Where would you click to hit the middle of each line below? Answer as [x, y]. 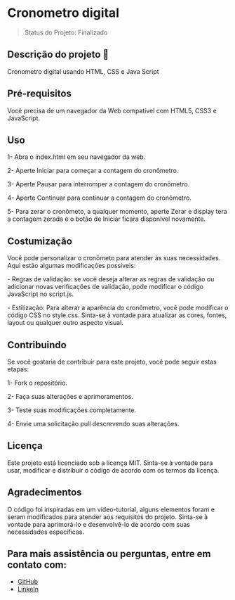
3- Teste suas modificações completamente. [72, 410]
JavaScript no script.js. [40, 294]
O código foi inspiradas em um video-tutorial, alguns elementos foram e [111, 509]
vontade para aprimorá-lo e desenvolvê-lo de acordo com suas [99, 524]
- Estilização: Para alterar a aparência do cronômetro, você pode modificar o [118, 308]
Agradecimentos [45, 493]
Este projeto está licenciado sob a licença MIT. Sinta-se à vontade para [110, 463]
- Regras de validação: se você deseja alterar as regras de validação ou [111, 279]
